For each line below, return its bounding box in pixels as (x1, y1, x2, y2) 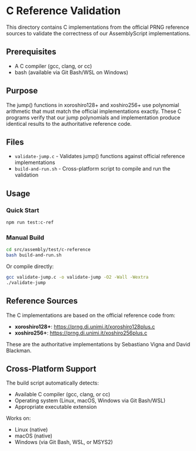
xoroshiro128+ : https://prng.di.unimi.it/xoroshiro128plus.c (14, 323, 155, 330)
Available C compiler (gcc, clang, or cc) (14, 391, 111, 398)
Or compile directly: (6, 263, 54, 270)
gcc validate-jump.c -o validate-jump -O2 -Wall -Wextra (6, 274, 149, 280)
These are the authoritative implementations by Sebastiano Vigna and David (6, 340, 190, 348)
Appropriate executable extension (14, 403, 97, 410)
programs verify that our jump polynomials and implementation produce (6, 113, 181, 121)
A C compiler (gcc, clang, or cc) (14, 62, 92, 69)
